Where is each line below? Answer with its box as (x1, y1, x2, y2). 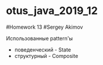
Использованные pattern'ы (6, 35, 73, 42)
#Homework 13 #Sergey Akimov (6, 23, 83, 30)
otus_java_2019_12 (6, 4, 98, 18)
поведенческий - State (14, 46, 72, 53)
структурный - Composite (14, 52, 79, 59)
